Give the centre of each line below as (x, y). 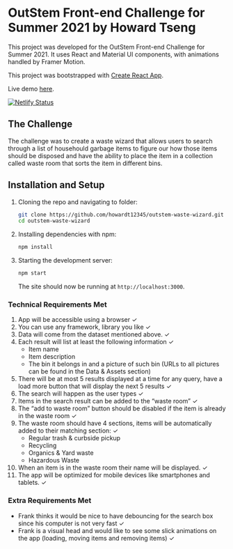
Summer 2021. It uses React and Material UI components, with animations (114, 54)
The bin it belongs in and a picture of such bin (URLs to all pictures (124, 364)
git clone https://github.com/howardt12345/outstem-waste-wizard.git (121, 215)
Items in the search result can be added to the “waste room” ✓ (108, 401)
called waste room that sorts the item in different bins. (85, 163)
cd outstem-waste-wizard (54, 221)
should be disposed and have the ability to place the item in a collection (111, 155)
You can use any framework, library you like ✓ (85, 327)
